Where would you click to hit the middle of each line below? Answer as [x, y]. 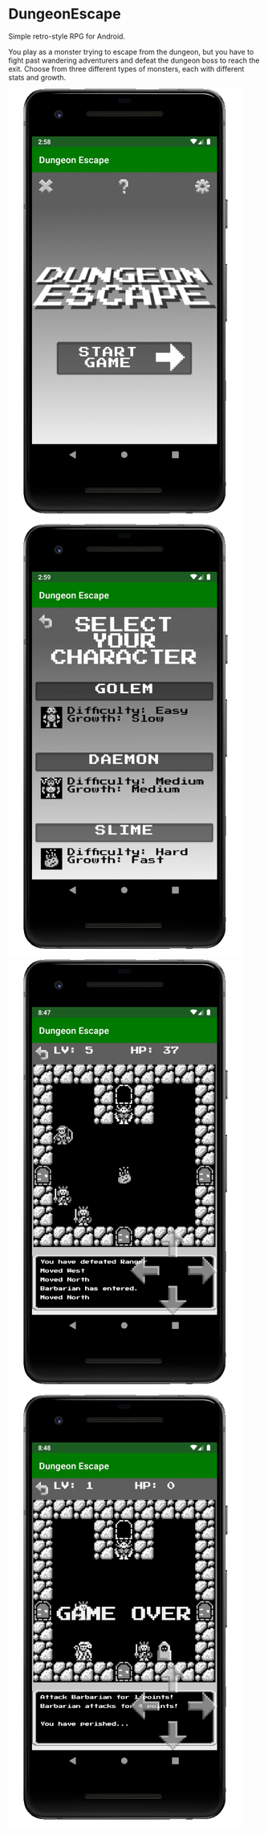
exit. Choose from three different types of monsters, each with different [126, 68]
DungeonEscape [65, 14]
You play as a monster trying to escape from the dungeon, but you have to [131, 51]
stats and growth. [37, 77]
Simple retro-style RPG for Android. [67, 36]
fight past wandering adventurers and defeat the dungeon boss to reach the [134, 60]
